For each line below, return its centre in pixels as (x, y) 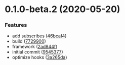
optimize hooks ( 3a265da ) (39, 57)
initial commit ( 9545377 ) (38, 52)
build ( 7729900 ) (29, 41)
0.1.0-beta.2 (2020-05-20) (62, 9)
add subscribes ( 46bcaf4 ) (39, 36)
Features (16, 25)
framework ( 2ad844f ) (35, 47)
